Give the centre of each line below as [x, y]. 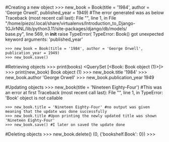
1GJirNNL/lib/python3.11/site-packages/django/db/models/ [66, 29]
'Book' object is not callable [34, 98]
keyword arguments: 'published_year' [44, 39]
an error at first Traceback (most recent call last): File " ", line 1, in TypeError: [84, 92]
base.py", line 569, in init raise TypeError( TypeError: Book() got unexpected [84, 34]
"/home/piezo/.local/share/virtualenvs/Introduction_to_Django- [70, 23]
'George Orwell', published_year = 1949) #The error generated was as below [84, 13]
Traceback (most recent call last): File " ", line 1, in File [61, 18]
